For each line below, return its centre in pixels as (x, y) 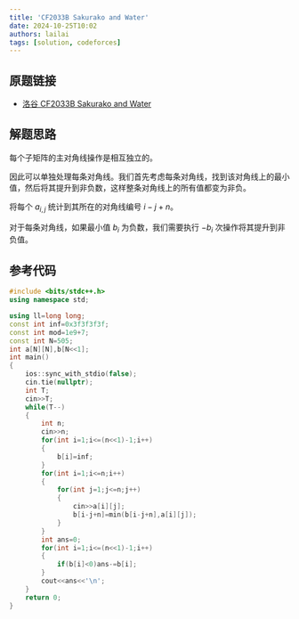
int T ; (37, 390)
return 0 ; (44, 598)
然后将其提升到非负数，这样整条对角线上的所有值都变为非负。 (137, 187)
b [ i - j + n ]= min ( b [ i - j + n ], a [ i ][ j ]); (135, 515)
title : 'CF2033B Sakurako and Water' (79, 17)
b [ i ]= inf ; (75, 456)
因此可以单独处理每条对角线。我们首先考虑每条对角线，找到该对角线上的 (141, 176)
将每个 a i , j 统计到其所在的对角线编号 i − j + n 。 (93, 208)
